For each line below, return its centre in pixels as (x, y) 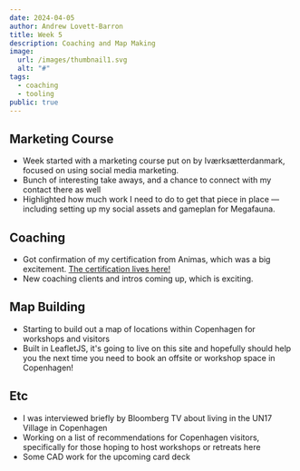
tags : (19, 77)
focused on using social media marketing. (101, 171)
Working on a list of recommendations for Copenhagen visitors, (141, 437)
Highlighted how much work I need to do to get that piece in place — (151, 200)
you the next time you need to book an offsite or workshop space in (149, 358)
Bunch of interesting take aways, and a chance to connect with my (147, 180)
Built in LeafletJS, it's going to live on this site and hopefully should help (157, 348)
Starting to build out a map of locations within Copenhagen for (139, 329)
